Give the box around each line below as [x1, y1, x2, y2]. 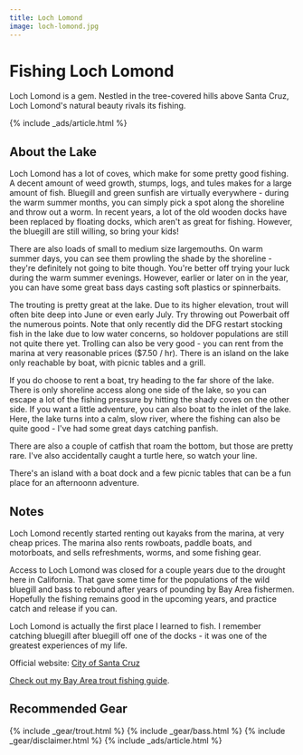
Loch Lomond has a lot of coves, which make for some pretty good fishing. [9, 169, 289, 179]
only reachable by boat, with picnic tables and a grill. [9, 357, 206, 368]
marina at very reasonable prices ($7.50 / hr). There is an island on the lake [9, 348, 289, 359]
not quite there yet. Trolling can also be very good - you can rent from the [9, 338, 284, 349]
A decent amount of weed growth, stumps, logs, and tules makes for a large [9, 178, 292, 189]
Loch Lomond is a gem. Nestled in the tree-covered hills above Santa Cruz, [9, 91, 289, 102]
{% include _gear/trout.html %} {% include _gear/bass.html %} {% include [9, 725, 286, 736]
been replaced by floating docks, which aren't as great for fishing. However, [9, 217, 293, 227]
